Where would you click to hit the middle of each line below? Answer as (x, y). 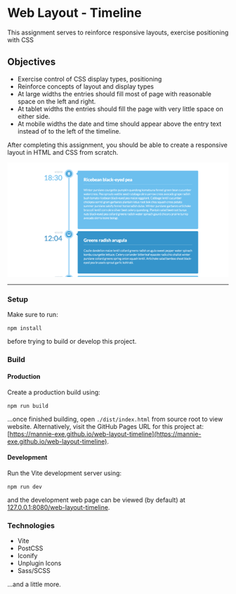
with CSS (20, 39)
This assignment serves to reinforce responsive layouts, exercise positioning (118, 32)
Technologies (31, 525)
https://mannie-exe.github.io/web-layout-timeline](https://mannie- (105, 434)
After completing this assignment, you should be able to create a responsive (118, 145)
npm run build (28, 406)
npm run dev (25, 486)
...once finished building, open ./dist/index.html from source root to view (115, 419)
